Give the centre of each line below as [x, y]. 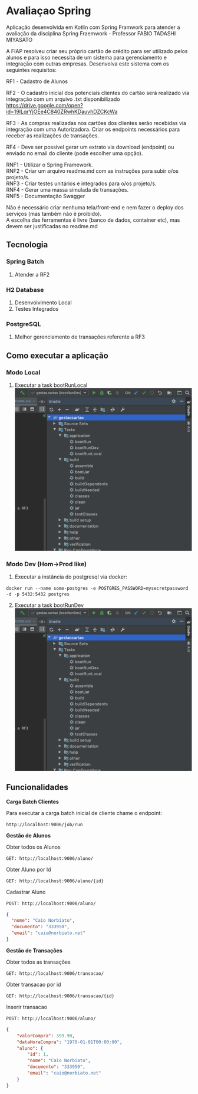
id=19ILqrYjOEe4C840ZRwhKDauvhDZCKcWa [62, 111]
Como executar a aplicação [57, 355]
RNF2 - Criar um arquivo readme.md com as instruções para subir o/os [92, 171]
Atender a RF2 [32, 274]
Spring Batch [25, 262]
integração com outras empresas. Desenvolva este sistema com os [88, 64]
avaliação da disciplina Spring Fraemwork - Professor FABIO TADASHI [91, 33]
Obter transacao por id [34, 984]
